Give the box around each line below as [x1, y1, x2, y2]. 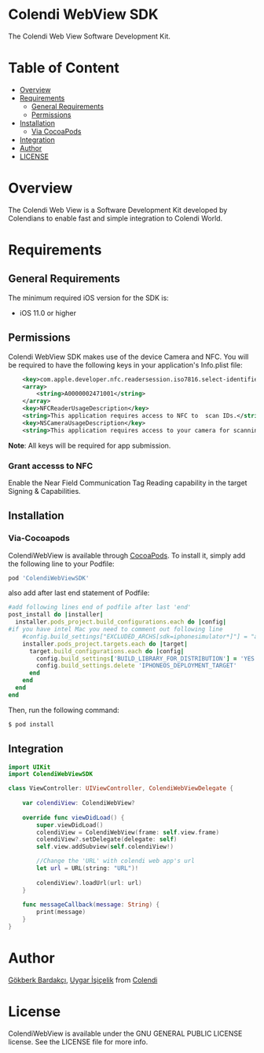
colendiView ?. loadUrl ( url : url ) [36, 879, 143, 887]
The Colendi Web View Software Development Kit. [8, 31, 171, 41]
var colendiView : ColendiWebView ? [22, 799, 135, 807]
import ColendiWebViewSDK [8, 770, 93, 778]
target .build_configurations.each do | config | [28, 647, 185, 655]
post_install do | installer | [8, 611, 104, 619]
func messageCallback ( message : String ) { [22, 901, 159, 909]
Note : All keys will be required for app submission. [8, 441, 171, 450]
